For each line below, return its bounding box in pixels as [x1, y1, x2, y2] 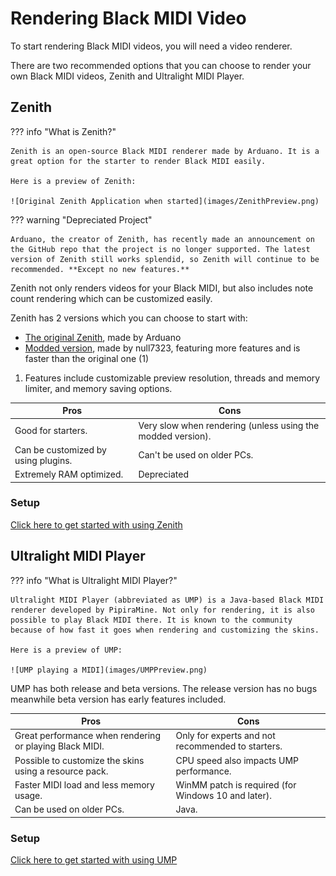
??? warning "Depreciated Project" [10, 213, 153, 226]
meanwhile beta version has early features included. [10, 693, 227, 705]
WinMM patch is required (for [175, 778, 297, 791]
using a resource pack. [14, 765, 109, 777]
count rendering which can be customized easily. [10, 292, 213, 304]
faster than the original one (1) [24, 352, 150, 364]
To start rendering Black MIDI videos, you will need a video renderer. [10, 40, 293, 52]
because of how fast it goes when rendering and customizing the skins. [10, 625, 320, 635]
